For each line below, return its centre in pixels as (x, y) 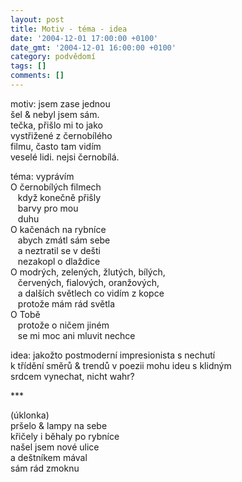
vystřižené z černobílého (61, 135)
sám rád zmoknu (45, 468)
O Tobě (25, 314)
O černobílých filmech (56, 187)
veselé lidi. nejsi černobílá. (65, 157)
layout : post (37, 19)
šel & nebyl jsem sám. (55, 114)
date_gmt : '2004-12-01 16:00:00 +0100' (93, 47)
